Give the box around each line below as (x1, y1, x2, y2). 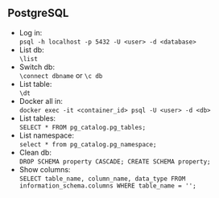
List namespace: (19, 130, 74, 140)
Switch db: (19, 62, 56, 72)
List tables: (19, 113, 56, 123)
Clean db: (19, 147, 52, 157)
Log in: (19, 27, 43, 37)
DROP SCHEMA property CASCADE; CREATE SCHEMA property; (19, 157, 211, 166)
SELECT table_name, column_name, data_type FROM (19, 175, 186, 183)
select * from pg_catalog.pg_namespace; (19, 140, 157, 148)
